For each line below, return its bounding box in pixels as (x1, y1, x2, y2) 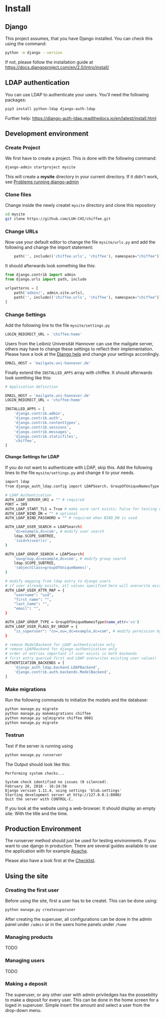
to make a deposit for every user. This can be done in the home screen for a (5, 997, 159, 1003)
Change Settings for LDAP (5, 453, 60, 459)
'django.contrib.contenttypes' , (14, 420, 80, 425)
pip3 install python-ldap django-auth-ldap (5, 106, 96, 111)
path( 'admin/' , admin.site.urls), (14, 290, 84, 295)
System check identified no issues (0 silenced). (5, 779, 109, 784)
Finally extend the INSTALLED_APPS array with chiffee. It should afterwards (5, 369, 153, 375)
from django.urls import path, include (5, 277, 87, 282)
